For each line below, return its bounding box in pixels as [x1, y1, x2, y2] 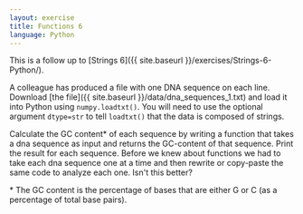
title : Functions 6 [9, 22, 83, 31]
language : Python [9, 30, 75, 39]
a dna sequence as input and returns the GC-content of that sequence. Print [9, 138, 294, 150]
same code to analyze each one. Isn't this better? [9, 167, 193, 178]
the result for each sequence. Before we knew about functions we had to [9, 148, 281, 159]
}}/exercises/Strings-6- [185, 55, 272, 66]
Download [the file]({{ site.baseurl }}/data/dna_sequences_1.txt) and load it [9, 92, 288, 102]
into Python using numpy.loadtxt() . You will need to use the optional [9, 102, 264, 112]
